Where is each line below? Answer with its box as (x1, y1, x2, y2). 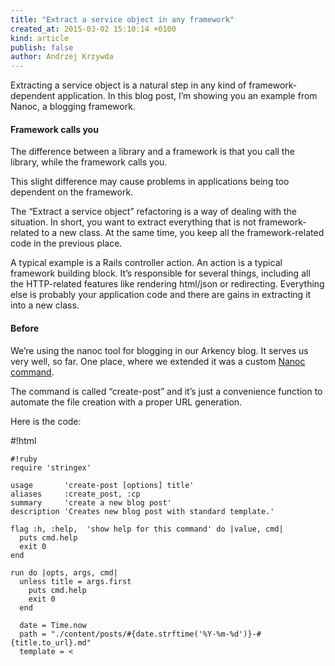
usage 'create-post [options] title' (10, 480, 195, 490)
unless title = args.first (19, 576, 132, 586)
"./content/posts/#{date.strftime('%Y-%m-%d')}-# (50, 629, 262, 639)
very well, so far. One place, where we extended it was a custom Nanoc (10, 355, 306, 367)
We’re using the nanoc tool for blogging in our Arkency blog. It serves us (10, 344, 309, 356)
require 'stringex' (10, 462, 92, 473)
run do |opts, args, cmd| (10, 567, 118, 578)
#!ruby (10, 454, 38, 464)
